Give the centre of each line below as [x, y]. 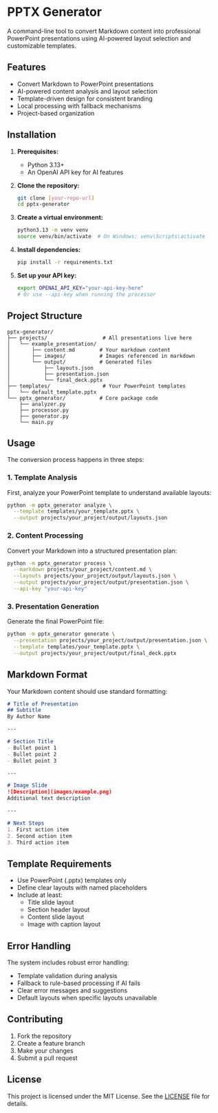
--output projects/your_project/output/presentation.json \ [101, 582]
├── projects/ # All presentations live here [100, 338]
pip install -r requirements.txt [65, 262]
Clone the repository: [48, 185]
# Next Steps [26, 823]
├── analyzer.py [43, 404]
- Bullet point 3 [32, 761]
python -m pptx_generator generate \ [61, 634]
